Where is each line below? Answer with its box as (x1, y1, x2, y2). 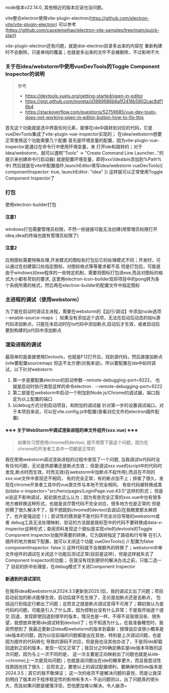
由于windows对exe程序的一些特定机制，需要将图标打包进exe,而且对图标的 (5, 270, 159, 276)
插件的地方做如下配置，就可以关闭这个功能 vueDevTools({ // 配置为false (5, 538, 154, 544)
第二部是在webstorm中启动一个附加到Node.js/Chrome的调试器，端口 (12, 390, 156, 396)
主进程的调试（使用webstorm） (5, 296, 82, 303)
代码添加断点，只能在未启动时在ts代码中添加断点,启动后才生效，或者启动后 (5, 321, 160, 327)
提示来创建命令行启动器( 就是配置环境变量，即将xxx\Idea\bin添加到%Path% (5, 156, 162, 162)
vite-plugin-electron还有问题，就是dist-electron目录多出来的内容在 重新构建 (5, 43, 162, 49)
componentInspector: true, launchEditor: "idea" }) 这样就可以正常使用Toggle (5, 169, 163, 175)
